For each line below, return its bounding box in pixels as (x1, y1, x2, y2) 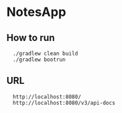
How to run (6, 32, 55, 44)
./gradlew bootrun (12, 56, 67, 63)
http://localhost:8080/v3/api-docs (12, 99, 116, 106)
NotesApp (6, 4, 67, 20)
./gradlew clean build (12, 50, 78, 57)
